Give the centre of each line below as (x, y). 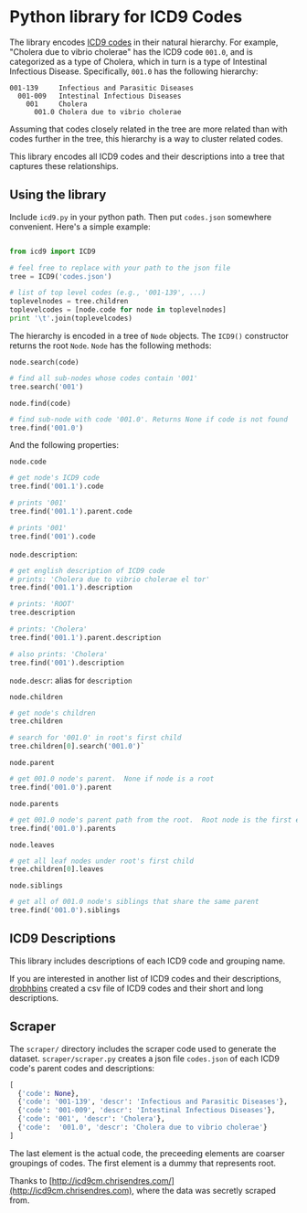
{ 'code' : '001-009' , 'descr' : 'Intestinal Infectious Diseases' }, (147, 1111)
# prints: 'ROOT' (42, 604)
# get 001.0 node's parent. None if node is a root (112, 779)
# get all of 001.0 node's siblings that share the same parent (134, 902)
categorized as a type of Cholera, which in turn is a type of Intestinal (138, 61)
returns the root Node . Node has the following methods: (111, 346)
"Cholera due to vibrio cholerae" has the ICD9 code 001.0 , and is (131, 51)
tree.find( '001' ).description (67, 663)
